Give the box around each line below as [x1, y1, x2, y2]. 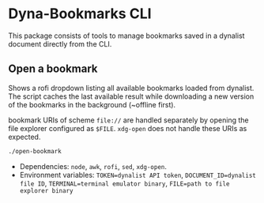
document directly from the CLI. [8, 39, 112, 48]
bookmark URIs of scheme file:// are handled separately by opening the [8, 115, 249, 125]
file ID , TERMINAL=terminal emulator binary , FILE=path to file [19, 179, 230, 188]
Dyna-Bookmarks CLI [8, 5, 152, 23]
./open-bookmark [8, 147, 62, 155]
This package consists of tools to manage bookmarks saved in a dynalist [8, 31, 245, 40]
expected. [8, 132, 41, 141]
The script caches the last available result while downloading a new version [8, 92, 255, 101]
